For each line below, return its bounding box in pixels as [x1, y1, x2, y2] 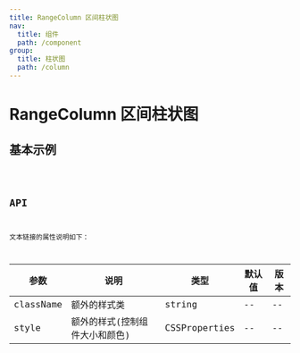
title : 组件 [17, 29, 60, 38]
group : [9, 46, 34, 55]
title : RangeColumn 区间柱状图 [9, 13, 119, 22]
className [13, 298, 62, 310]
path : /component [17, 38, 82, 47]
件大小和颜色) [71, 330, 131, 341]
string [164, 298, 198, 310]
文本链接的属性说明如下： [9, 232, 89, 241]
